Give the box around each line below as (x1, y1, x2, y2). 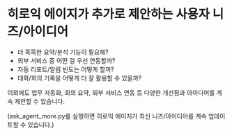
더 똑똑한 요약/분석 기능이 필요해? (17, 48, 109, 56)
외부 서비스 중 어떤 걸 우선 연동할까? (17, 56, 116, 64)
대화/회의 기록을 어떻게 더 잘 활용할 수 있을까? (17, 73, 142, 82)
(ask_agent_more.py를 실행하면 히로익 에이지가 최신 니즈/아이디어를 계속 (7, 111, 207, 120)
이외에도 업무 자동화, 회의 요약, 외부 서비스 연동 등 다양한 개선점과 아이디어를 (7, 88, 215, 97)
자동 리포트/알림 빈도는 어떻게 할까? (17, 65, 114, 73)
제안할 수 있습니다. (14, 97, 65, 105)
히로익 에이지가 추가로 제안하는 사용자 (7, 6, 210, 22)
